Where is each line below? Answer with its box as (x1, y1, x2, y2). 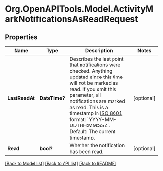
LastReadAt (7, 95, 35, 101)
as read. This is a (69, 104, 108, 110)
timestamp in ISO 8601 (69, 110, 123, 117)
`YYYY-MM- (87, 116, 117, 123)
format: (69, 116, 86, 123)
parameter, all (69, 92, 101, 98)
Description (85, 47, 113, 54)
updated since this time (69, 74, 123, 80)
